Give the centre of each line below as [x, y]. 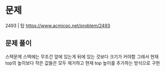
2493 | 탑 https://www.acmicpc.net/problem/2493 [58, 26]
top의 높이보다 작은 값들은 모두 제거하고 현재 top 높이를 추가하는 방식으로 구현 [83, 63]
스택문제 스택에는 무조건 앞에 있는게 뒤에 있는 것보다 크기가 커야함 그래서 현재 [82, 56]
